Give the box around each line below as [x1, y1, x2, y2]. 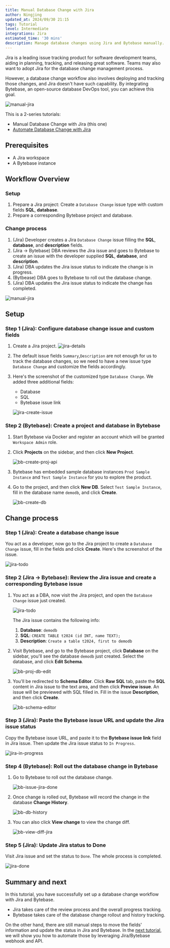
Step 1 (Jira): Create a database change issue [5, 529, 119, 536]
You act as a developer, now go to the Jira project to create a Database [5, 541, 152, 547]
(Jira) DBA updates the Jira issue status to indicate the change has [12, 280, 153, 286]
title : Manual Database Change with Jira [5, 7, 94, 13]
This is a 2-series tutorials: [5, 111, 61, 117]
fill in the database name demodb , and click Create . [12, 489, 118, 495]
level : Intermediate [5, 26, 49, 32]
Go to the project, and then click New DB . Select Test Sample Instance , [12, 484, 162, 490]
